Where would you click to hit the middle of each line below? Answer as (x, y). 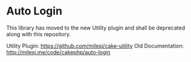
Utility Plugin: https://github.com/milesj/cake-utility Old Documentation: (95, 46)
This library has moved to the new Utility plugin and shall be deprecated (96, 28)
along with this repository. (39, 34)
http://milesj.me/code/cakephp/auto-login (58, 52)
